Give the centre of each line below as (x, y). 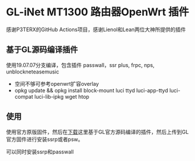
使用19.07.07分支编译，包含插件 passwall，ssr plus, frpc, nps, (81, 65)
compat (24, 96)
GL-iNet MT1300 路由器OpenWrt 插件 (97, 12)
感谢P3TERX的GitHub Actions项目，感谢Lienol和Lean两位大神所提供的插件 (96, 29)
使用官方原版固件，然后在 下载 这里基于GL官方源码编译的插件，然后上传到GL (97, 132)
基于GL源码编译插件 (42, 50)
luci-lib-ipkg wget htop (62, 96)
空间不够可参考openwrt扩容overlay (57, 83)
